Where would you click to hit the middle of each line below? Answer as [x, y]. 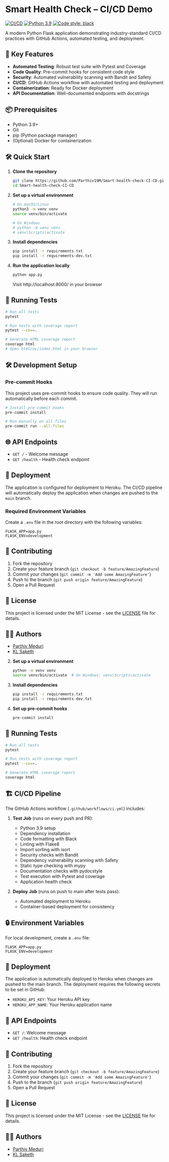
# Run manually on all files [36, 422]
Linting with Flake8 [40, 844]
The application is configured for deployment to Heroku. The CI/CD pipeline [84, 487]
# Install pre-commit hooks [35, 408]
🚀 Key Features [30, 54]
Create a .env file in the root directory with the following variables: [74, 522]
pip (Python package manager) [45, 135]
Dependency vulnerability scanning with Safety [69, 860]
